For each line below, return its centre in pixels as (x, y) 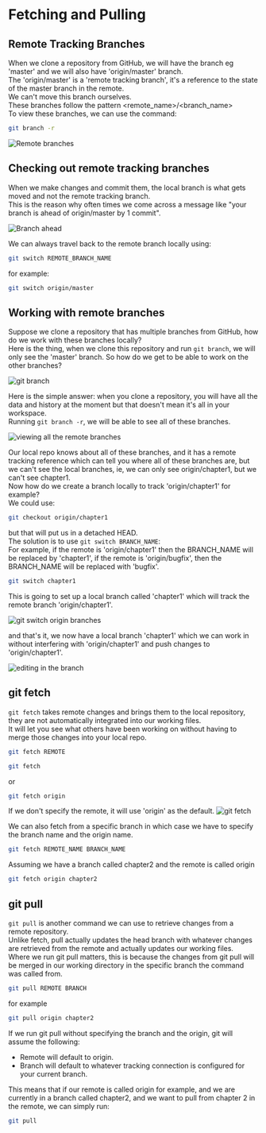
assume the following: (44, 1042)
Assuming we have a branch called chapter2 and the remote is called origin (132, 864)
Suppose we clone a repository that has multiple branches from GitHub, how (133, 332)
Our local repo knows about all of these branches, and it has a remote (122, 452)
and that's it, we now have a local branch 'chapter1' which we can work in (129, 636)
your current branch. (54, 1073)
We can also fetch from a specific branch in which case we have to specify (131, 826)
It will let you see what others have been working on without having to (123, 729)
